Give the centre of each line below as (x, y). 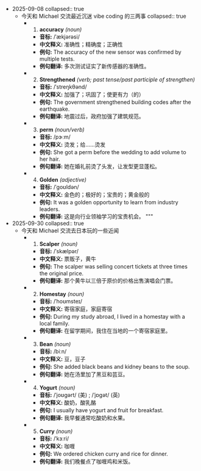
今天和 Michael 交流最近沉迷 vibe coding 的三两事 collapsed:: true (104, 16)
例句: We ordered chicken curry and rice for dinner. (104, 454)
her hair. (50, 159)
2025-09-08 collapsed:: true (48, 9)
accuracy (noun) (61, 29)
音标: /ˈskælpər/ (59, 251)
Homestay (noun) (62, 294)
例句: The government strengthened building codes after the (115, 102)
